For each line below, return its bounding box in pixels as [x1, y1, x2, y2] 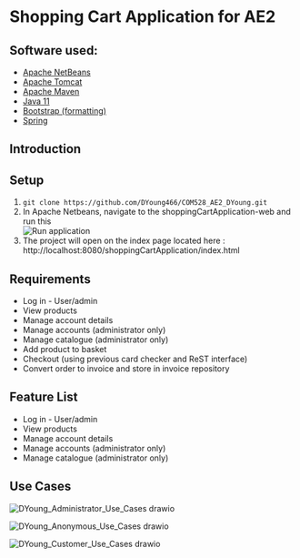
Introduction [9, 141, 82, 157]
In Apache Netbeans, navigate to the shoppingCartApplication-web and [22, 207, 291, 218]
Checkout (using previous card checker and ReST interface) [22, 353, 248, 365]
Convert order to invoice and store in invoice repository [22, 363, 230, 374]
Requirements [9, 271, 91, 287]
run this [22, 216, 52, 227]
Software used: [9, 43, 98, 58]
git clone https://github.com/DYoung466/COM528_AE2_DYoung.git [22, 198, 268, 208]
